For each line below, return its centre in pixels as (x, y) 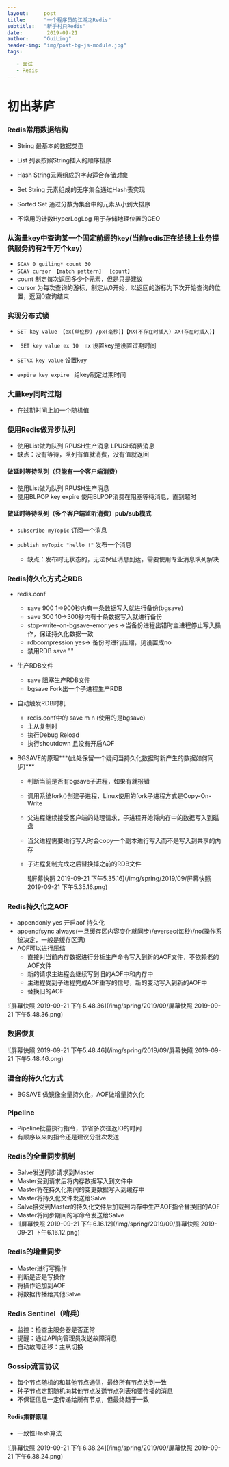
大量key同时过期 (34, 393)
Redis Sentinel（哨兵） (45, 1313)
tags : (15, 52)
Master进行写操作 (42, 1268)
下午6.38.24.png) (39, 1456)
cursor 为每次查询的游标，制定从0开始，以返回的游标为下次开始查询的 (116, 288)
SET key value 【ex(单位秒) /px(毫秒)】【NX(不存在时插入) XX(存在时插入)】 (117, 332)
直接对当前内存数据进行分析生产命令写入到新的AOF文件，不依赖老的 (123, 957)
